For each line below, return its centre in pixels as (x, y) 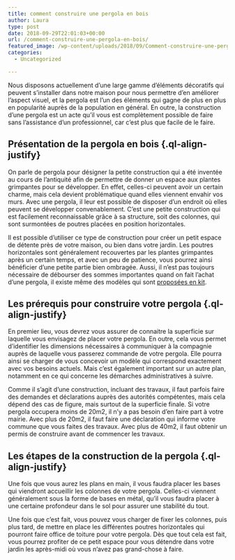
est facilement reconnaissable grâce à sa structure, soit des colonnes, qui (114, 216)
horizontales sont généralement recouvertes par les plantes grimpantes (111, 252)
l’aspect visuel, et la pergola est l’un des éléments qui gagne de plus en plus (117, 100)
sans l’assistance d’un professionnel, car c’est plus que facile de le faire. (112, 122)
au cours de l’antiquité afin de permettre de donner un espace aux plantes (114, 179)
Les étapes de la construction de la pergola (104, 456)
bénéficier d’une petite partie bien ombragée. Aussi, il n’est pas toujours (111, 267)
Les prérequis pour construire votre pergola (105, 303)
